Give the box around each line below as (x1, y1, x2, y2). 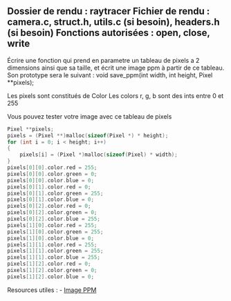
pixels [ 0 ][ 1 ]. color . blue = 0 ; (7, 196, 95, 203)
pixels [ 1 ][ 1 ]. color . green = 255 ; (7, 248, 104, 255)
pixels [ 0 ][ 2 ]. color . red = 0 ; (7, 203, 91, 210)
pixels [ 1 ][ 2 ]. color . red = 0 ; (7, 260, 91, 268)
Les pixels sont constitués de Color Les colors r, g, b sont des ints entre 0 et (7, 91, 224, 99)
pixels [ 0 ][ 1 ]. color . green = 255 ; (7, 190, 104, 197)
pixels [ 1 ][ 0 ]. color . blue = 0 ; (7, 235, 95, 242)
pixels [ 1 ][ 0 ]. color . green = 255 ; (7, 228, 104, 235)
